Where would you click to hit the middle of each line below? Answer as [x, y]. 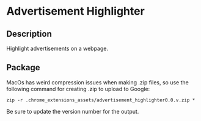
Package [24, 68]
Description [29, 34]
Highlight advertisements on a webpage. [57, 48]
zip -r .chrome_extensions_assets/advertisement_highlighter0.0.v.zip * [101, 100]
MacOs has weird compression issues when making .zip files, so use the [98, 82]
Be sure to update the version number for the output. [73, 111]
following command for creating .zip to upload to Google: [78, 89]
